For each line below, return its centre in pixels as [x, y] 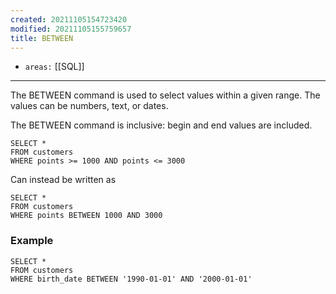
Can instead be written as [63, 180]
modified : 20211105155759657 [71, 29]
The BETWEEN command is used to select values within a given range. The [165, 95]
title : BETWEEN [42, 38]
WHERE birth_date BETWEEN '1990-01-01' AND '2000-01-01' [131, 279]
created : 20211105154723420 [69, 19]
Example [32, 241]
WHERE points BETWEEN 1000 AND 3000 [86, 216]
